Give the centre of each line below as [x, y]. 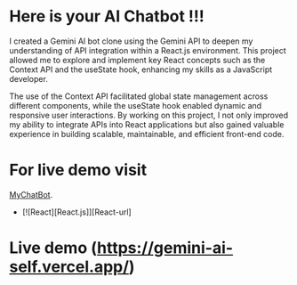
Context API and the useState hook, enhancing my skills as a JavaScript [141, 69]
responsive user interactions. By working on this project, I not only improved [149, 115]
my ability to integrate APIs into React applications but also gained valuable [147, 124]
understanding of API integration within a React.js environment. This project [148, 50]
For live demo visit [78, 170]
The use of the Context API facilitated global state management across [139, 96]
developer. [29, 78]
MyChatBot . [31, 194]
